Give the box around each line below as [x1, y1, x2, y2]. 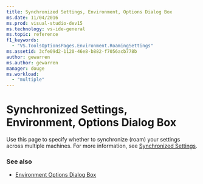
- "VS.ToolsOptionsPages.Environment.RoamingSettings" [12, 43, 154, 49]
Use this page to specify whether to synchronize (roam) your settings [6, 136, 181, 143]
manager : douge [6, 65, 45, 72]
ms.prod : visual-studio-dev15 [6, 20, 83, 26]
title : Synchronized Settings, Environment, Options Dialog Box [6, 9, 173, 15]
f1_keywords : [6, 37, 40, 43]
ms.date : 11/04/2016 [6, 15, 59, 21]
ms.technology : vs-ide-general [6, 26, 86, 32]
